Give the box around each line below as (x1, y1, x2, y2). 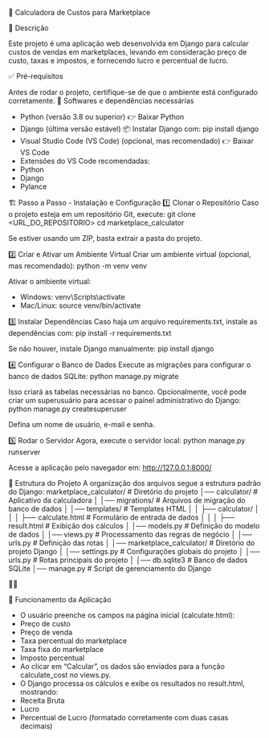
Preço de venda (19, 627, 73, 637)
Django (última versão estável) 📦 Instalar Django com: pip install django (19, 124, 259, 133)
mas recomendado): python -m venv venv (8, 261, 147, 271)
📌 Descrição (8, 23, 49, 32)
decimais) (19, 721, 53, 731)
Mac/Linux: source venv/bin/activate (19, 301, 141, 310)
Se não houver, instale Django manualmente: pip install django (8, 344, 214, 353)
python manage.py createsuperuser (8, 404, 127, 414)
